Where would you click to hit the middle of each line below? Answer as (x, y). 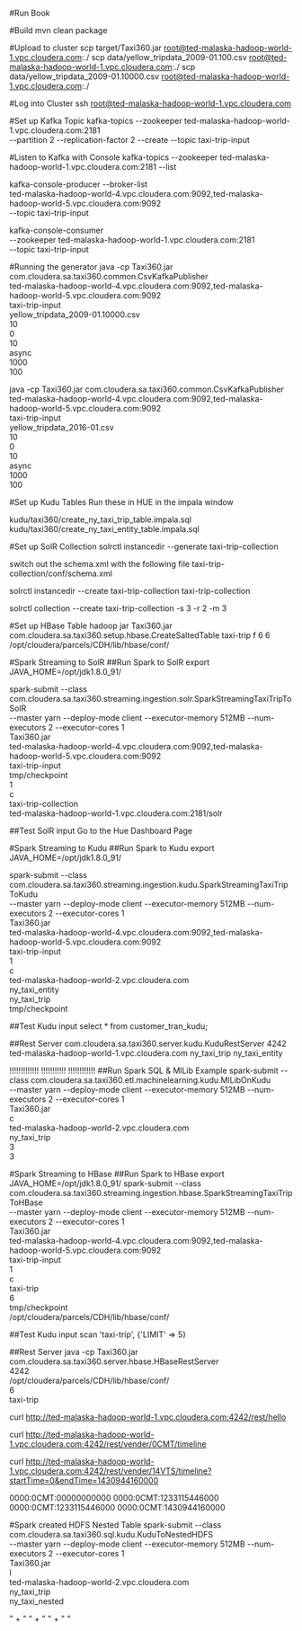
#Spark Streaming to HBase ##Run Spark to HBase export (117, 1174)
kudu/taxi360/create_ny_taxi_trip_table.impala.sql (100, 519)
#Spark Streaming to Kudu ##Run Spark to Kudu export (112, 848)
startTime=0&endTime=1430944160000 (84, 1480)
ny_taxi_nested (37, 1601)
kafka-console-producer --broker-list (79, 184)
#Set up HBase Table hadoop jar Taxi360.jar (91, 625)
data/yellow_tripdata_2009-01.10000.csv (84, 76)
